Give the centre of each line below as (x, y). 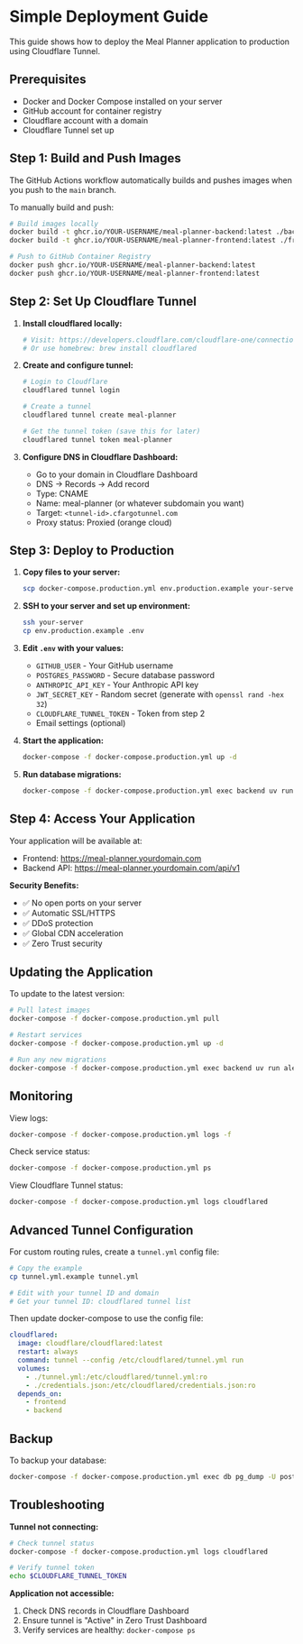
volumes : (34, 1368)
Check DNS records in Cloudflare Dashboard (106, 1611)
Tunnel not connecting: (54, 1527)
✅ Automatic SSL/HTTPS (69, 913)
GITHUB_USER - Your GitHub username (105, 666)
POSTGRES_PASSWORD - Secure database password (125, 675)
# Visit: (39, 340)
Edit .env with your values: (73, 648)
